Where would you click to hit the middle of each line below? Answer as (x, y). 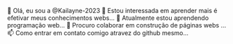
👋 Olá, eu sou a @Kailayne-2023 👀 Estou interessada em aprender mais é (112, 11)
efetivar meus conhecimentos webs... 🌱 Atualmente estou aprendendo (108, 18)
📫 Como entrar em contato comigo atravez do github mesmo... (98, 33)
